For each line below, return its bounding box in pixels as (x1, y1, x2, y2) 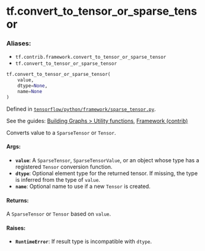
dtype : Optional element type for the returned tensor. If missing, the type (15, 170, 198, 177)
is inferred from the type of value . (15, 176, 100, 184)
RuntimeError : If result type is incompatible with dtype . (15, 238, 152, 245)
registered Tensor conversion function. (15, 163, 113, 171)
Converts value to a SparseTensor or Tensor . (6, 129, 116, 136)
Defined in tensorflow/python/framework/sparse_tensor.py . (6, 105, 156, 113)
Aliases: (6, 39, 32, 48)
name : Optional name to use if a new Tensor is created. (15, 182, 151, 190)
